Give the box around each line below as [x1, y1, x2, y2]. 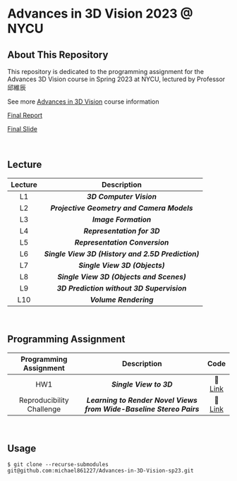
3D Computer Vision [87, 191, 157, 201]
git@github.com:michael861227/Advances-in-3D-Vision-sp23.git [7, 468, 194, 475]
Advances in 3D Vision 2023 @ [7, 6, 193, 22]
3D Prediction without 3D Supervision [56, 283, 187, 293]
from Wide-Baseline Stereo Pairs [84, 404, 200, 414]
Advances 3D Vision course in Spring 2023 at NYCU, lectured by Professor [7, 75, 226, 83]
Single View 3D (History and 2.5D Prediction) [44, 249, 200, 259]
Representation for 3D [83, 226, 160, 236]
